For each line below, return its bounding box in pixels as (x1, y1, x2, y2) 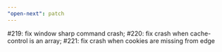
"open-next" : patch (7, 10, 65, 17)
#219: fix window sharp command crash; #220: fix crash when (7, 29, 189, 37)
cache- (190, 29, 211, 37)
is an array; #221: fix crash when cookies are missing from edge (29, 36, 215, 45)
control (7, 36, 28, 45)
